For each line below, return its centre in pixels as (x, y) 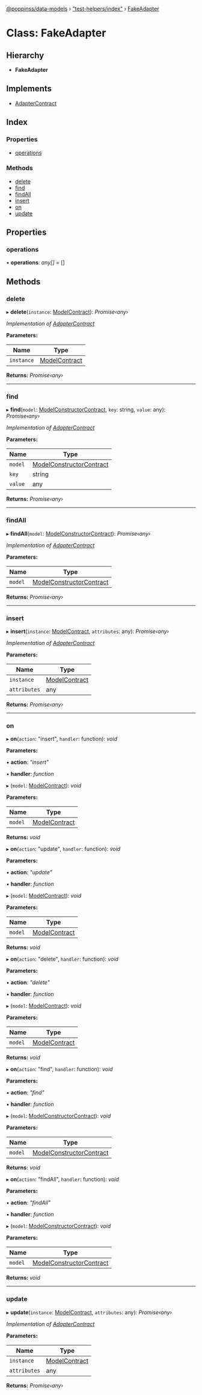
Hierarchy (25, 55)
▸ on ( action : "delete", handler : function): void (63, 959)
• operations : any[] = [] (35, 262)
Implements (29, 89)
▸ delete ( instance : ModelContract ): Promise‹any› (67, 312)
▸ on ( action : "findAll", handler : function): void (63, 1180)
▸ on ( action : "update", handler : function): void (63, 849)
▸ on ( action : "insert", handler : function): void (62, 739)
